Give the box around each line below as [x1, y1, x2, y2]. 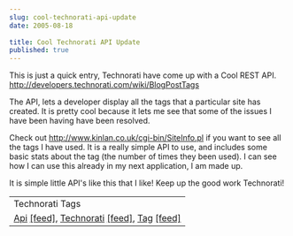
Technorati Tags [13, 198, 81, 210]
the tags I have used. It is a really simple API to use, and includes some [9, 142, 268, 153]
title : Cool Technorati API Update [9, 37, 141, 47]
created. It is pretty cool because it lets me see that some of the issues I [9, 106, 272, 117]
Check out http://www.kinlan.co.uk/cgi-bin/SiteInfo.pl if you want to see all [9, 133, 281, 143]
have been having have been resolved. [9, 116, 150, 126]
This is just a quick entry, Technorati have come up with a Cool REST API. [9, 70, 277, 80]
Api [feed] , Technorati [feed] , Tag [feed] [13, 212, 181, 225]
